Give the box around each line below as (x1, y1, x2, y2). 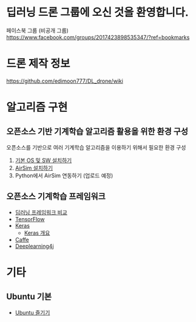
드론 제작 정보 (6, 57, 70, 70)
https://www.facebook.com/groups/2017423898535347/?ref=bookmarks (6, 33, 190, 41)
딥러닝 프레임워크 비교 (15, 208, 68, 216)
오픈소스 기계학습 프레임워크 (6, 191, 106, 202)
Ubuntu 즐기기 (15, 309, 50, 316)
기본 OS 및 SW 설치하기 (15, 156, 72, 164)
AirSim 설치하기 (15, 164, 53, 171)
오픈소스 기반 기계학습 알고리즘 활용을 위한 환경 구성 (6, 126, 189, 137)
